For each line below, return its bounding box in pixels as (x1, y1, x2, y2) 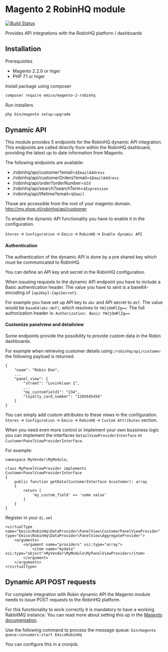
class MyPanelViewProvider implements (5, 466, 87, 471)
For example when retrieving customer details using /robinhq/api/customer (5, 347, 161, 354)
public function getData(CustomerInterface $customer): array (14, 479, 147, 484)
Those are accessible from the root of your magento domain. (5, 200, 132, 207)
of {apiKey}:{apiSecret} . (26, 289, 78, 295)
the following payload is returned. (5, 353, 75, 359)
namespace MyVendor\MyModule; (5, 457, 69, 462)
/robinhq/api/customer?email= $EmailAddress (12, 169, 105, 175)
